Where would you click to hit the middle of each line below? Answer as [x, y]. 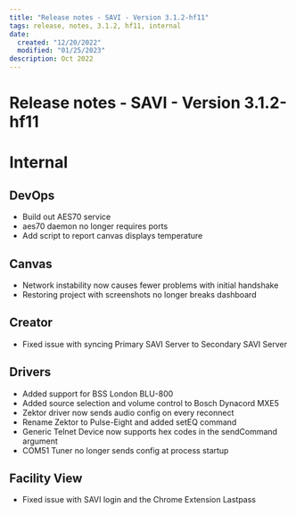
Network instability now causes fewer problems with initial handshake [150, 285]
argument [40, 441]
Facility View [46, 479]
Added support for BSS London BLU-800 [98, 394]
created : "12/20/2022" [59, 42]
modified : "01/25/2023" [61, 51]
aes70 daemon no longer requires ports [95, 226]
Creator [31, 323]
